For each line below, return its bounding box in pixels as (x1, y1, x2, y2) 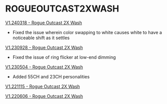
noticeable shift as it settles (12, 35, 70, 41)
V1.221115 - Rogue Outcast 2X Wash (5, 83, 80, 89)
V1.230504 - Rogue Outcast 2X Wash (5, 64, 83, 70)
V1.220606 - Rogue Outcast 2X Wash (5, 93, 83, 99)
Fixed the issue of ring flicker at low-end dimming (12, 54, 116, 60)
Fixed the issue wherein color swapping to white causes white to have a (12, 29, 162, 35)
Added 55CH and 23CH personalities (12, 73, 90, 79)
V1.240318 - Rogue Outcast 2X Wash (5, 20, 82, 26)
